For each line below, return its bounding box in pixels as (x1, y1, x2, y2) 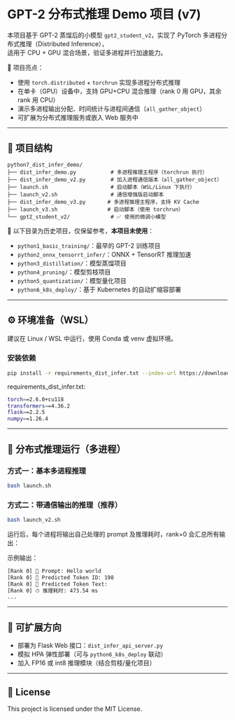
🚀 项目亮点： (7, 63, 44, 71)
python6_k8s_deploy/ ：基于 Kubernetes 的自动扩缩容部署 (17, 285, 182, 293)
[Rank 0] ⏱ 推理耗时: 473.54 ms (7, 587, 99, 594)
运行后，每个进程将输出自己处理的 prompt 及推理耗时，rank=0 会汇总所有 (7, 529, 220, 538)
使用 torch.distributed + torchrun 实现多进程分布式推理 (17, 78, 180, 86)
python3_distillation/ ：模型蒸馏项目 (17, 258, 127, 267)
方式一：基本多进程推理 (7, 466, 86, 476)
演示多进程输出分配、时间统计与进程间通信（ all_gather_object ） (17, 104, 206, 113)
